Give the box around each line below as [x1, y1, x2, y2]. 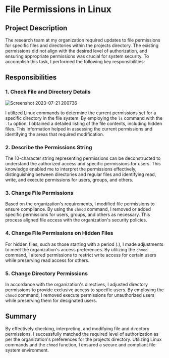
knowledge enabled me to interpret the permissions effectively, [5, 166, 137, 172]
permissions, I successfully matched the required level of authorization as [5, 331, 159, 337]
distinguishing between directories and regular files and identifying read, [5, 171, 156, 177]
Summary [5, 312, 37, 321]
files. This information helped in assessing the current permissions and [5, 125, 153, 132]
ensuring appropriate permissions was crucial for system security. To [5, 53, 149, 59]
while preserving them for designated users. [5, 297, 97, 303]
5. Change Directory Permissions [5, 270, 88, 277]
